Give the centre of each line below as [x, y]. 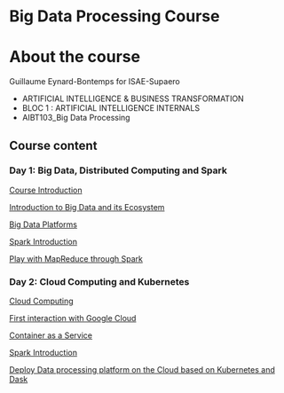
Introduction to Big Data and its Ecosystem [87, 207]
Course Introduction [46, 190]
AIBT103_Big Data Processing [76, 118]
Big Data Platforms [43, 224]
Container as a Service [51, 335]
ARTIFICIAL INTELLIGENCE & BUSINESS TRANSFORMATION [133, 98]
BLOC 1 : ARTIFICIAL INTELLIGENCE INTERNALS [111, 108]
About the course [75, 57]
